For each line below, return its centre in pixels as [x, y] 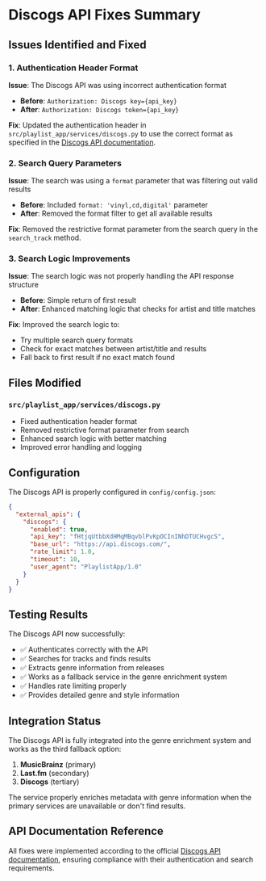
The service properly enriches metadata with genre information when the [130, 798]
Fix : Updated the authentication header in [77, 125]
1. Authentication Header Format [73, 68]
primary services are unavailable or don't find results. [97, 806]
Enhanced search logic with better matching [93, 438]
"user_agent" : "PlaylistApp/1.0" [86, 567]
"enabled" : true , [59, 529]
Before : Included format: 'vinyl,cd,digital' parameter [114, 205]
